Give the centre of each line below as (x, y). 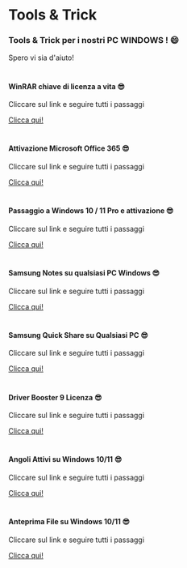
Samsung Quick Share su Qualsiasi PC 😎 (79, 335)
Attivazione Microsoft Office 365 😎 (69, 148)
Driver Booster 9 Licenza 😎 (55, 397)
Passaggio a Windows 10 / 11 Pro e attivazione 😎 (91, 211)
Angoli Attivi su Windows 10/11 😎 (65, 459)
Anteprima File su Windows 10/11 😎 (69, 522)
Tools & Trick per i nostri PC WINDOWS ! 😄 (94, 41)
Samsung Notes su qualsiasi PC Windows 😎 (84, 273)
